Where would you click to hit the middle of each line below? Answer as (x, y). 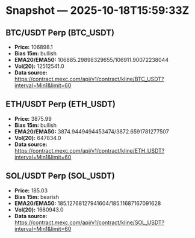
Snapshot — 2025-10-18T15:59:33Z (97, 11)
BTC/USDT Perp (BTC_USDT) (60, 33)
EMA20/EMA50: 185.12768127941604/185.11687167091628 (88, 203)
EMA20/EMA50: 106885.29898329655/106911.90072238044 (91, 60)
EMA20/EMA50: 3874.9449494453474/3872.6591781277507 (91, 131)
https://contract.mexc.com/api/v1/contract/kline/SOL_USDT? (89, 222)
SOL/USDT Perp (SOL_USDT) (60, 176)
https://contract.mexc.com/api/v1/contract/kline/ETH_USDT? (89, 150)
